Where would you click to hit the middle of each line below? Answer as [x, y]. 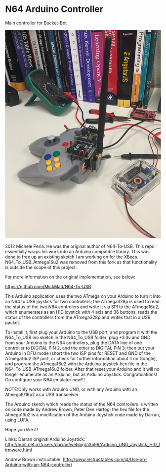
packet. [13, 322]
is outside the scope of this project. [41, 267]
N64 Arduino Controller [54, 9]
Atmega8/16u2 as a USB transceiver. [42, 394]
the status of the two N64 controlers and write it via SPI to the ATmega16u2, [82, 307]
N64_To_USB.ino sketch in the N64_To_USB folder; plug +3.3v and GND [78, 337]
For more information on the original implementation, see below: [70, 277]
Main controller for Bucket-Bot [36, 23]
